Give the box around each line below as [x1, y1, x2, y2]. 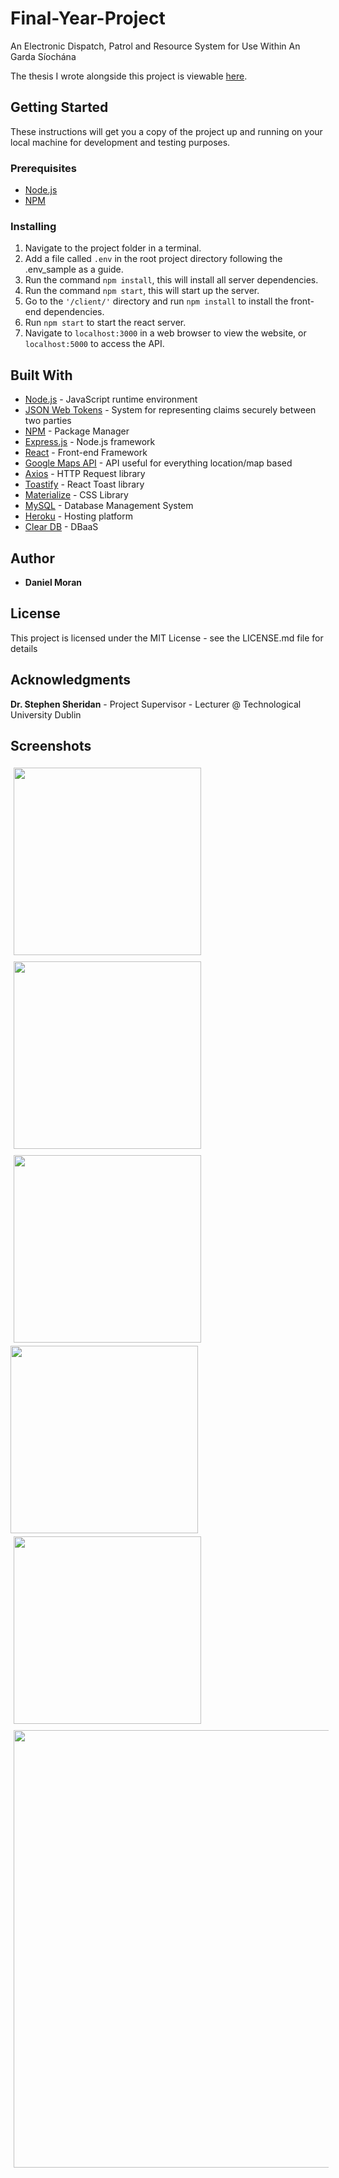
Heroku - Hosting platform [24, 510, 134, 522]
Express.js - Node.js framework [24, 436, 156, 448]
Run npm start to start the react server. [24, 317, 187, 329]
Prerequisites [10, 161, 77, 175]
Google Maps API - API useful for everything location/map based [24, 457, 293, 469]
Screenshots [10, 737, 92, 754]
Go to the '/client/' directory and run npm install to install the [24, 295, 289, 307]
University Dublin [10, 708, 82, 721]
